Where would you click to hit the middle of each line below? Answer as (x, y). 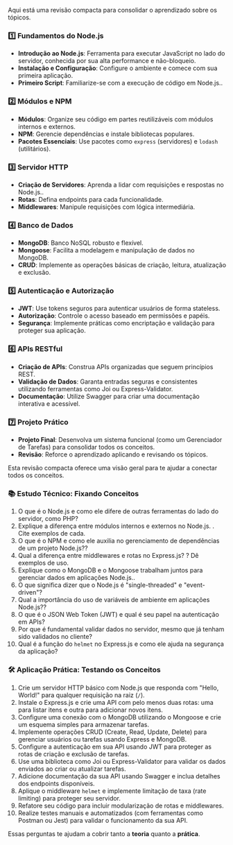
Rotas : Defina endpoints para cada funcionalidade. (90, 199)
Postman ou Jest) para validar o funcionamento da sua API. (103, 820)
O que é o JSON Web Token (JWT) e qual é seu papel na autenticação (118, 615)
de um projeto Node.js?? (53, 548)
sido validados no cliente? (55, 637)
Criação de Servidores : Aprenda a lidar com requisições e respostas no (121, 185)
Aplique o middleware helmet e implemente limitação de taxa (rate (112, 791)
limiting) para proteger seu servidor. (69, 798)
